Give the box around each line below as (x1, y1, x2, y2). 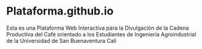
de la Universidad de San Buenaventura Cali (6, 37, 117, 44)
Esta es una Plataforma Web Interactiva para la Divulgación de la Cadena (6, 24, 189, 31)
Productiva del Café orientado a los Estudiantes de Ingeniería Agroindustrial (6, 30, 197, 38)
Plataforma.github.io (6, 4, 114, 18)
